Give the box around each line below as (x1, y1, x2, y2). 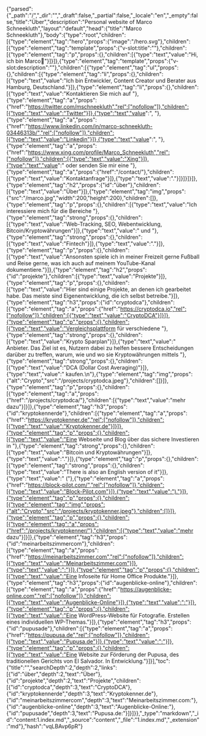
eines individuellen (6, 618, 54, 626)
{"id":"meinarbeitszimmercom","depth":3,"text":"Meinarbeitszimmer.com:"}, (6, 697, 198, 703)
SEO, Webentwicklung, (104, 220, 162, 228)
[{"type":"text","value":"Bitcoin (6, 449, 84, 456)
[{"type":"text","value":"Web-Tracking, (6, 220, 104, 228)
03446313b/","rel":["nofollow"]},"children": (6, 129, 115, 136)
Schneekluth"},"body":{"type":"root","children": (6, 31, 126, 39)
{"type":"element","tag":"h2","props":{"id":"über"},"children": (6, 181, 161, 188)
